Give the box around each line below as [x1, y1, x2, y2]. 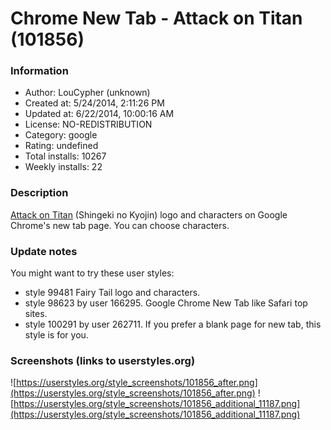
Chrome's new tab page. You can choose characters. [10, 219, 230, 231]
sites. [24, 308, 48, 320]
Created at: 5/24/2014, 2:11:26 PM [24, 97, 165, 109]
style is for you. [24, 329, 89, 341]
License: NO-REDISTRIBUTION [24, 118, 153, 131]
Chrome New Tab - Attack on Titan [10, 7, 303, 30]
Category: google [24, 129, 98, 141]
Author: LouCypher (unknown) [24, 87, 151, 99]
